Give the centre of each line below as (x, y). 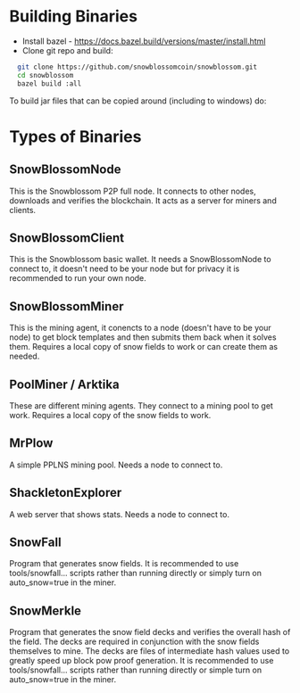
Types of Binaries (75, 136)
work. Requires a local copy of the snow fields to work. (110, 415)
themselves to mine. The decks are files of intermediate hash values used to (150, 651)
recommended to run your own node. (78, 278)
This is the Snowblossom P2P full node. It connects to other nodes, (133, 191)
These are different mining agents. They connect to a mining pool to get (142, 406)
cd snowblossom (46, 75)
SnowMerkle (46, 610)
